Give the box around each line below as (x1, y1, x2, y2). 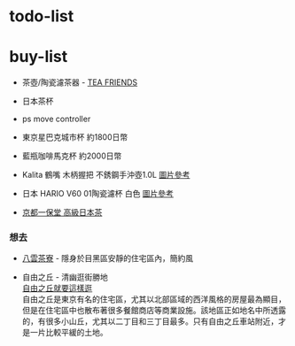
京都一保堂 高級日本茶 (21, 207, 103, 218)
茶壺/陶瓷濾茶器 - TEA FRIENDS (21, 77, 138, 88)
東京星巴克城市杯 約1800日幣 (21, 132, 128, 142)
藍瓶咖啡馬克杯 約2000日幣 (21, 150, 122, 161)
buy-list (9, 47, 68, 67)
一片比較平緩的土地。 (29, 327, 108, 338)
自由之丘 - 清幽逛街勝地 (21, 272, 109, 282)
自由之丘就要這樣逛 (21, 283, 93, 294)
